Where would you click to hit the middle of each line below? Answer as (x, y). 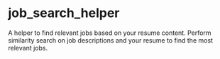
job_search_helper (64, 13)
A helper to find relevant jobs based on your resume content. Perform (110, 33)
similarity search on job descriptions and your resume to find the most (111, 40)
